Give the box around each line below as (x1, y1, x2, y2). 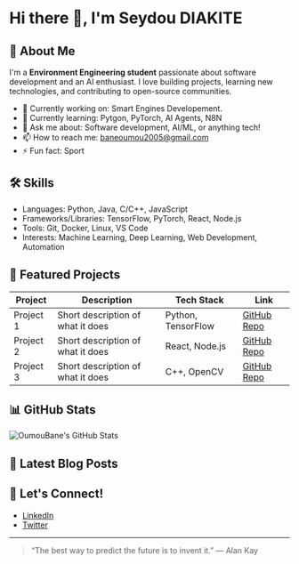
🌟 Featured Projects (9, 267, 121, 283)
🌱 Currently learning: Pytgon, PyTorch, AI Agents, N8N (21, 113, 222, 123)
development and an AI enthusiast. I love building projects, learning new (9, 77, 273, 87)
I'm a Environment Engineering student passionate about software (9, 67, 256, 77)
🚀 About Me (9, 44, 76, 59)
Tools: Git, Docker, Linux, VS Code (21, 222, 149, 233)
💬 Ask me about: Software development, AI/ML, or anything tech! (21, 122, 261, 133)
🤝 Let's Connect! (9, 487, 104, 502)
